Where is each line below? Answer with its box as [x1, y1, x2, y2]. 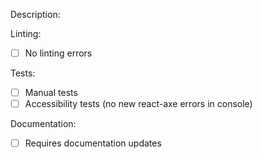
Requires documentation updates [24, 137, 162, 149]
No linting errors [24, 47, 93, 59]
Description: [10, 9, 61, 20]
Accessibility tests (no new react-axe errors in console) [24, 98, 253, 110]
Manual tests [24, 87, 78, 99]
